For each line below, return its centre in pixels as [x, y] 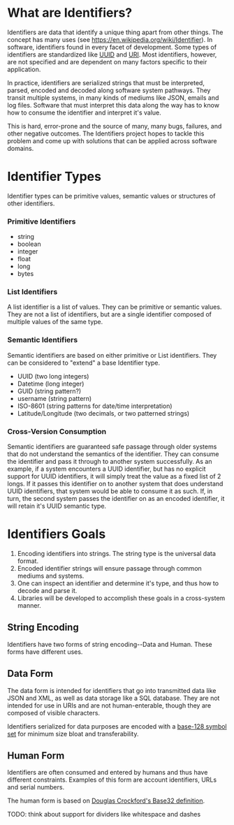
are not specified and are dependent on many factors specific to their [107, 61]
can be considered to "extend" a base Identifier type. [84, 363]
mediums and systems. [51, 576]
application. [24, 69]
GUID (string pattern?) [49, 391]
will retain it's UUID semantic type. [57, 506]
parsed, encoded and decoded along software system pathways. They [109, 90]
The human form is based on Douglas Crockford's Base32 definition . [106, 801]
